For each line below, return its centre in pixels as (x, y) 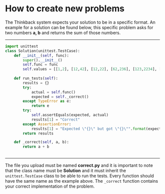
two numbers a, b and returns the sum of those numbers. (63, 32)
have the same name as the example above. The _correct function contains (82, 181)
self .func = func (40, 65)
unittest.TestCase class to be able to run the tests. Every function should (80, 176)
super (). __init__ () (43, 60)
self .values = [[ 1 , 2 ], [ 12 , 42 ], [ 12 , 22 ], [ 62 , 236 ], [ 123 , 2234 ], (90, 69)
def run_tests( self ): (36, 79)
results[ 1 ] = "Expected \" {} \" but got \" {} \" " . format (89, 129)
